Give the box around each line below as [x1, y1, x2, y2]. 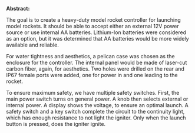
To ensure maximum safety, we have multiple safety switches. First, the [6, 89, 180, 96]
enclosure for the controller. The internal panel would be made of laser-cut [6, 59, 187, 66]
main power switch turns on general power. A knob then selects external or [6, 95, 189, 102]
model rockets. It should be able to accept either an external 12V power [6, 23, 180, 29]
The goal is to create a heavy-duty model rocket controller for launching [6, 16, 181, 23]
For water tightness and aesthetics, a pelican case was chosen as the [6, 53, 175, 59]
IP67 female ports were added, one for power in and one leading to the [6, 72, 178, 78]
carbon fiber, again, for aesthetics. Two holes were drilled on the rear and [6, 65, 184, 72]
